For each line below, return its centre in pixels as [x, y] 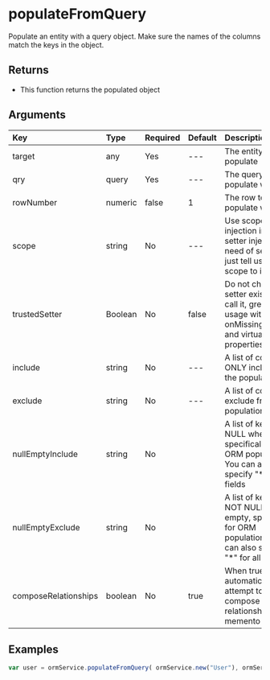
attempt [239, 591]
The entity [244, 151]
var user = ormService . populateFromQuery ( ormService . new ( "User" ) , [124, 668]
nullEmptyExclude [46, 527]
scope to [241, 270]
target [24, 156]
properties [244, 344]
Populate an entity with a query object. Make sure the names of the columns [135, 36]
